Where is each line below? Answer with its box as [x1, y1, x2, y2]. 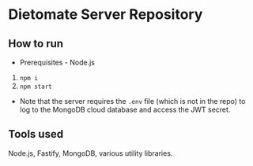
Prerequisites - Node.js [19, 57, 95, 67]
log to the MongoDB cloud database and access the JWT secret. [19, 105, 231, 114]
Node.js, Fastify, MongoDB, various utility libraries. [8, 148, 173, 158]
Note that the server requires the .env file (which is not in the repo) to [19, 97, 246, 105]
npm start [19, 83, 53, 90]
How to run [8, 37, 64, 50]
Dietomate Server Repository [8, 6, 203, 24]
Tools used [8, 127, 64, 141]
